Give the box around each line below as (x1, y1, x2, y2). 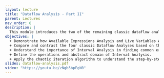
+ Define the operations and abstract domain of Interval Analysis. (9, 52, 152, 57)
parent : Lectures (5, 16, 41, 21)
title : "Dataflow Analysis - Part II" (5, 12, 84, 16)
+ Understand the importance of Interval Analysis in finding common (9, 47, 154, 52)
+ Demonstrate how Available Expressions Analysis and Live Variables (9, 39, 156, 44)
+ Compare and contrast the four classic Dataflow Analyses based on (9, 43, 154, 48)
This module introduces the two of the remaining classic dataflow (9, 30, 150, 34)
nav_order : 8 (5, 20, 32, 26)
